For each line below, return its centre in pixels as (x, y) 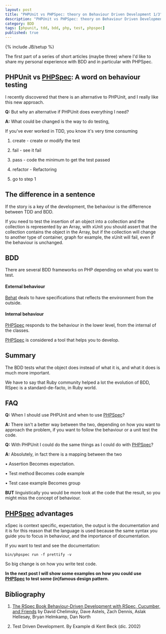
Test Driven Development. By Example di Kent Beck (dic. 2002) (76, 627)
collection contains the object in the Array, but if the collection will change (81, 232)
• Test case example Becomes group (43, 483)
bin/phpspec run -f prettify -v (38, 555)
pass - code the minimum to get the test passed (61, 159)
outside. (13, 303)
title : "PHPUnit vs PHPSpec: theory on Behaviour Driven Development (78, 14)
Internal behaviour (24, 314)
